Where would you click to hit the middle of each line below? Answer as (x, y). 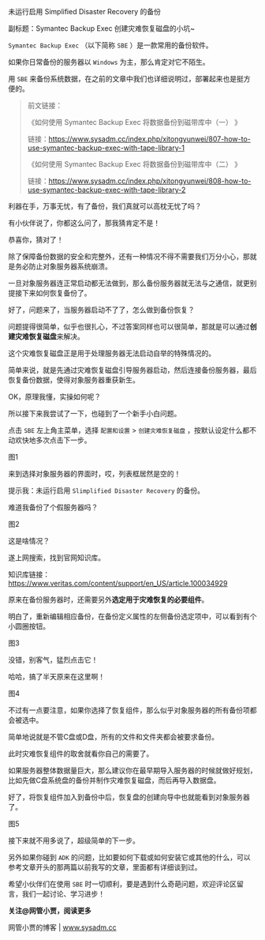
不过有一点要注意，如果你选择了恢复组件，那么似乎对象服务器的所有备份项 (129, 710)
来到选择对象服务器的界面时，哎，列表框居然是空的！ (95, 474)
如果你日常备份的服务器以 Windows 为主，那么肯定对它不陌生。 (109, 62)
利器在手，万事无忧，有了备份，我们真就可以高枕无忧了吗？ (105, 206)
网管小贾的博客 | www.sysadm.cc (62, 927)
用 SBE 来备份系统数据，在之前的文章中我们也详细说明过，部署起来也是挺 (126, 79)
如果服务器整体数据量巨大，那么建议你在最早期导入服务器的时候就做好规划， (132, 770)
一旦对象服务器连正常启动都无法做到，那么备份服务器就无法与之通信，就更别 (132, 283)
